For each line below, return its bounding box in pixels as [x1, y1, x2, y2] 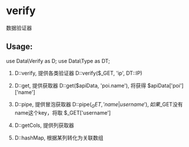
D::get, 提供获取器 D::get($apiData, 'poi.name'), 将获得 [14, 82, 147, 89]
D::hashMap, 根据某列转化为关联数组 [14, 134, 104, 141]
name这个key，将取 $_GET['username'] [14, 109, 111, 116]
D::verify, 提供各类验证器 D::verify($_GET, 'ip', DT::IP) [14, 69, 143, 76]
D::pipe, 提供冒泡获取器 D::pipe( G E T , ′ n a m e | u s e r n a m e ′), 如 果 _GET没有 [14, 101, 183, 109]
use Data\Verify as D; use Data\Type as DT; [6, 57, 110, 64]
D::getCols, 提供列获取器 [14, 122, 75, 129]
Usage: [6, 42, 33, 52]
